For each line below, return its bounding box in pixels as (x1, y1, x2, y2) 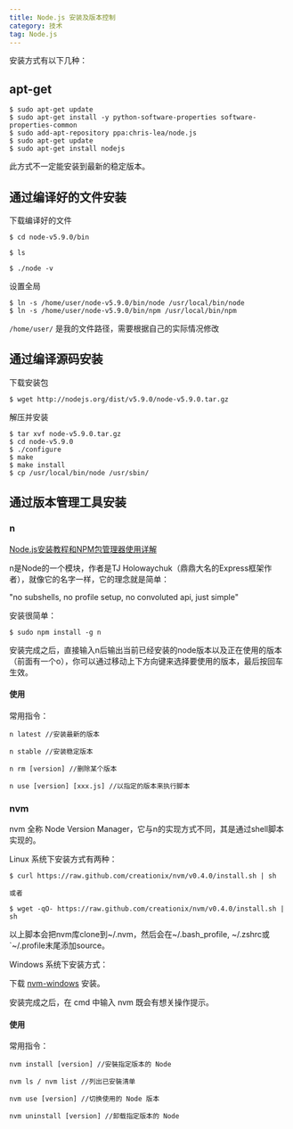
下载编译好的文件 (9, 215, 72, 226)
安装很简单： (9, 610, 56, 621)
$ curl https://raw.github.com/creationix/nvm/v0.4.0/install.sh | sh (9, 871, 277, 880)
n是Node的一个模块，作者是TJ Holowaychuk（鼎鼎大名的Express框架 (9, 563, 265, 573)
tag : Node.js (9, 29, 58, 38)
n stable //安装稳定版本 (9, 746, 94, 756)
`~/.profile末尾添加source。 (9, 940, 110, 951)
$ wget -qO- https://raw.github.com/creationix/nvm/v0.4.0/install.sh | (9, 904, 285, 913)
